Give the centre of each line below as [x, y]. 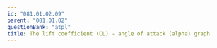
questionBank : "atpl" [39, 27]
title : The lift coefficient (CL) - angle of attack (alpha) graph [109, 34]
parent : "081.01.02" [38, 20]
